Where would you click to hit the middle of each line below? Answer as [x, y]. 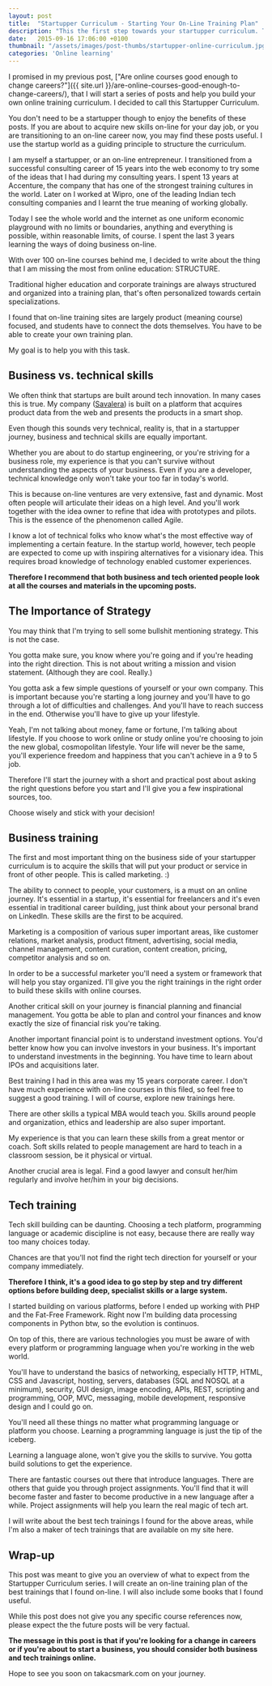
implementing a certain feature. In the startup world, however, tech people [132, 544]
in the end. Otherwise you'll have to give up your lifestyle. [104, 713]
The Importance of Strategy [80, 612]
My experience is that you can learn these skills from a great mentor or [127, 1138]
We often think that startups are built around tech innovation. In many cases [135, 395]
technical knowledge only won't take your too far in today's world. [119, 478]
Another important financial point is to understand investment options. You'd [136, 1039]
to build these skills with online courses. [75, 991]
